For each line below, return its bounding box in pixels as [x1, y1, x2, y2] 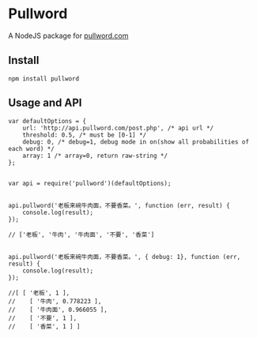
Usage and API [8, 96, 82, 110]
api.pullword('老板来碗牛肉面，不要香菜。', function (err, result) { [8, 201, 231, 209]
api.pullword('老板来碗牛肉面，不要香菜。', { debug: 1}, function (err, [8, 253, 241, 261]
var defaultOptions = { [8, 117, 87, 125]
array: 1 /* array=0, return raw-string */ [22, 152, 168, 160]
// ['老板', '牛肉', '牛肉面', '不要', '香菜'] [8, 231, 155, 238]
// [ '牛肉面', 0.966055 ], [8, 306, 108, 314]
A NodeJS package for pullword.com [8, 31, 129, 40]
